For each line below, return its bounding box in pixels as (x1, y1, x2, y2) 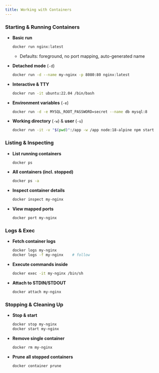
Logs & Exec (5, 227, 35, 234)
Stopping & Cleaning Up (5, 301, 64, 308)
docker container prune (12, 363, 62, 368)
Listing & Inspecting (5, 139, 54, 146)
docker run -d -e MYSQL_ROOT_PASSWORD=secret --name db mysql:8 (12, 109, 148, 114)
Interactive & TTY (12, 81, 49, 87)
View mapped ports (12, 206, 54, 212)
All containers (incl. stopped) (12, 169, 74, 175)
